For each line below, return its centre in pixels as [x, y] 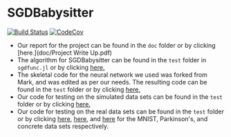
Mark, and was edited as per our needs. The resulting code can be [112, 82]
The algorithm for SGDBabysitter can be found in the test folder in [111, 60]
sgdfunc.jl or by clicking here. [61, 67]
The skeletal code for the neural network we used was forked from [112, 75]
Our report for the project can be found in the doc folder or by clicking [116, 45]
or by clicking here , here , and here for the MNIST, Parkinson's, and [112, 118]
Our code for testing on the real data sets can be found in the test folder [121, 111]
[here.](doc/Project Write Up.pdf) [65, 53]
